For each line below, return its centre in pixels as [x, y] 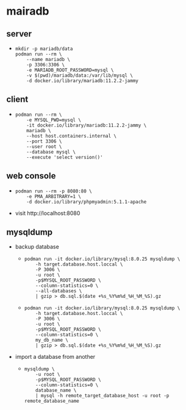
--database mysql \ [51, 152]
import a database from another [55, 357]
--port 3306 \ [44, 141]
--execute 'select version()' [65, 157]
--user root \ [44, 147]
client [17, 100]
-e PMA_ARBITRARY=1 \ [54, 196]
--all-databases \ [59, 291]
